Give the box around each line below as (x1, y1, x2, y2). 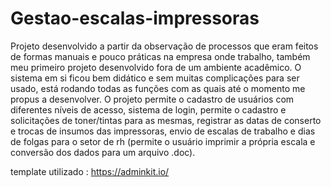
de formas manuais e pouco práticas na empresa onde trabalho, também (10, 50, 311, 62)
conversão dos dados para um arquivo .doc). (10, 146, 196, 158)
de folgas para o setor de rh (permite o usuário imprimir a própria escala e (10, 135, 316, 147)
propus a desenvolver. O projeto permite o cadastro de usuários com (10, 93, 295, 105)
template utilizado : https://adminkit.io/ (10, 165, 170, 177)
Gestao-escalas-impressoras (10, 7, 260, 30)
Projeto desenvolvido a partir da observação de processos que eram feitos (10, 40, 319, 52)
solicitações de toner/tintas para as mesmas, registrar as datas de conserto (10, 114, 322, 126)
